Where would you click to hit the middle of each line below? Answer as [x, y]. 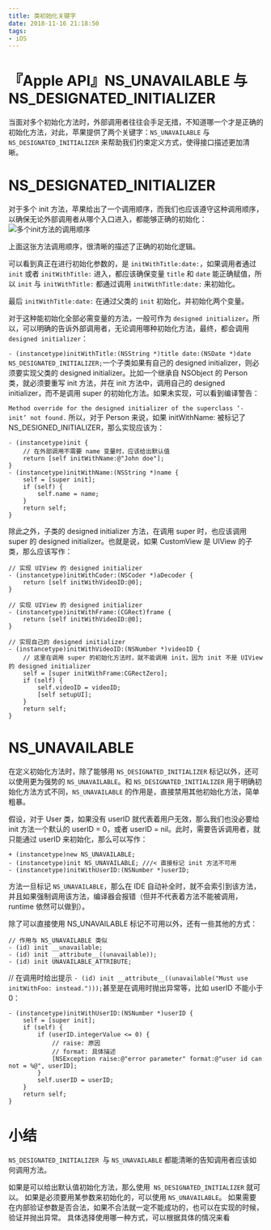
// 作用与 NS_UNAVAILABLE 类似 [58, 941]
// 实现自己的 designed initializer [67, 643]
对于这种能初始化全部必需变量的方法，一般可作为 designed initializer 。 [131, 318]
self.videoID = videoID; [79, 688]
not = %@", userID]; [43, 1066]
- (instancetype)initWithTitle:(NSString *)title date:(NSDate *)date [130, 354]
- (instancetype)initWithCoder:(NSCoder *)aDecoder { [101, 575]
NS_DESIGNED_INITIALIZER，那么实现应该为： [86, 428]
